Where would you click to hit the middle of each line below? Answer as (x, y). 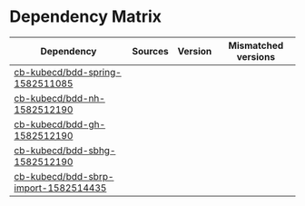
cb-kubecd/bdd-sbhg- (65, 150)
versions (256, 56)
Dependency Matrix (85, 17)
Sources (150, 51)
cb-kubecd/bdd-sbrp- (64, 176)
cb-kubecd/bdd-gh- (60, 124)
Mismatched (256, 45)
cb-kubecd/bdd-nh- (60, 98)
